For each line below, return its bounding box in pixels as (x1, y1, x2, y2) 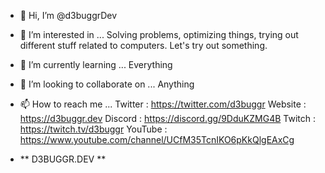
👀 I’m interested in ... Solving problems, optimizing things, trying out (19, 29, 299, 40)
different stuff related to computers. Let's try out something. (19, 40, 268, 51)
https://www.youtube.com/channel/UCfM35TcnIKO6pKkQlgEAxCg (19, 134, 295, 145)
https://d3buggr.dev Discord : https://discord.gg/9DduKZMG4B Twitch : (19, 113, 316, 124)
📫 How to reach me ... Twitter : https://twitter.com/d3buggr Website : (19, 98, 307, 110)
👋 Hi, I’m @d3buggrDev (19, 10, 118, 21)
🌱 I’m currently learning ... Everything (19, 59, 173, 70)
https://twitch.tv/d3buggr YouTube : (19, 123, 168, 135)
